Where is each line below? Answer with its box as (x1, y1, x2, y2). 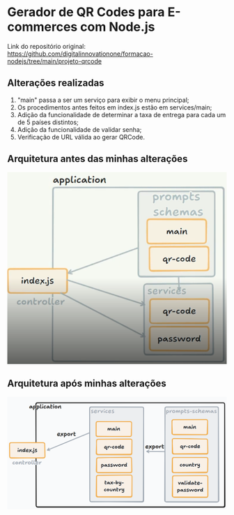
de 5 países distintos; (17, 118, 79, 126)
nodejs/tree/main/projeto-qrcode (7, 57, 102, 65)
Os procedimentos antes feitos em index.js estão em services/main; (17, 103, 212, 112)
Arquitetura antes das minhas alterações (7, 153, 188, 165)
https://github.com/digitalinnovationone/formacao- (7, 50, 153, 58)
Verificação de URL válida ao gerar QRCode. (17, 133, 145, 141)
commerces (7, 19, 78, 35)
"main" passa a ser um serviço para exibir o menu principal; (17, 96, 189, 104)
